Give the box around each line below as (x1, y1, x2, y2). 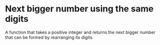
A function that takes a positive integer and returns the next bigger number (5, 29, 156, 35)
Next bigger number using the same (5, 3, 154, 14)
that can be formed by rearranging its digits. (5, 34, 94, 40)
